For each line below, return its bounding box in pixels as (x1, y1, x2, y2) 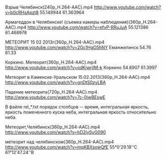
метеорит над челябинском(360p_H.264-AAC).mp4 (5, 139, 114, 145)
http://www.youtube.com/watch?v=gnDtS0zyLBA (5, 79, 106, 85)
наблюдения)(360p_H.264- (100, 19, 158, 25)
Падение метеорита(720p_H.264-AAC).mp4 (5, 89, 98, 95)
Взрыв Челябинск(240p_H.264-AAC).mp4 (5, 4, 93, 10)
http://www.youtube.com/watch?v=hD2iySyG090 (5, 129, 106, 135)
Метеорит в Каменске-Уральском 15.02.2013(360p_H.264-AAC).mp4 (5, 74, 150, 80)
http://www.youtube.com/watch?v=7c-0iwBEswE (5, 94, 106, 100)
